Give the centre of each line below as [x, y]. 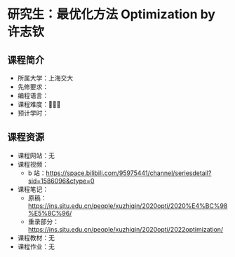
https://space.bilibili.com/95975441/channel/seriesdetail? [129, 173]
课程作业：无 [36, 246]
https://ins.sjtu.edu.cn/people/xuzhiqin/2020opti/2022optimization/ [126, 229]
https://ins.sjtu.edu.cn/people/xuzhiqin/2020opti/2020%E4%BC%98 [128, 206]
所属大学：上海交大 [45, 78]
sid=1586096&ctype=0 [61, 181]
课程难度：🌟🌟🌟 [39, 104]
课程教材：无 [36, 237]
